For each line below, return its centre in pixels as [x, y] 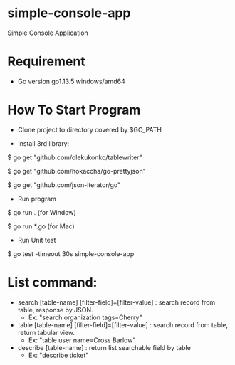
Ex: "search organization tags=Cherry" [85, 317]
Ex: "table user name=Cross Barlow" [82, 340]
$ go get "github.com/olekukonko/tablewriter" [75, 157]
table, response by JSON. [56, 310]
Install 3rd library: [43, 143]
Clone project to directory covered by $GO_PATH [90, 129]
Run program [37, 199]
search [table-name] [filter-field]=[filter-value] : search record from [116, 302]
